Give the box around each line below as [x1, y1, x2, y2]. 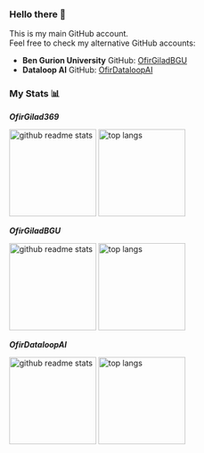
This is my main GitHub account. [9, 29, 129, 39]
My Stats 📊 [9, 88, 61, 100]
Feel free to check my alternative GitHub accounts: [9, 38, 196, 48]
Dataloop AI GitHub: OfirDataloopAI [21, 64, 153, 75]
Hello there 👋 [9, 8, 67, 21]
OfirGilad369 [9, 111, 60, 122]
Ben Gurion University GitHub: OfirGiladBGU [21, 55, 188, 66]
